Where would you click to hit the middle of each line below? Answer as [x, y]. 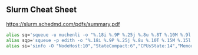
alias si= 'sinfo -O [30, 46]
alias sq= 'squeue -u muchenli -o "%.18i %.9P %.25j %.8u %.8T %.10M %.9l [99, 35]
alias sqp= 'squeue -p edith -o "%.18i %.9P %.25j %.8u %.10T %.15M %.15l [99, 40]
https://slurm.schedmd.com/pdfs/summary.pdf [63, 24]
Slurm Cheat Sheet [42, 10]
